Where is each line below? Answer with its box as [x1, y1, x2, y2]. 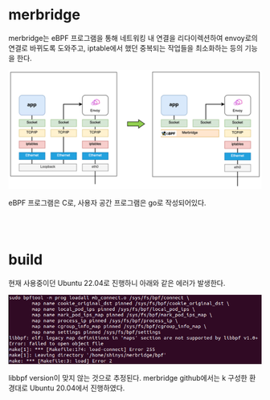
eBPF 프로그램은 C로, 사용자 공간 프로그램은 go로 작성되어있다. [8, 198, 207, 208]
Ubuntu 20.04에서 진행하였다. [29, 383, 125, 393]
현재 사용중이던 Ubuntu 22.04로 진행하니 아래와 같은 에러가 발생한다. [8, 279, 226, 288]
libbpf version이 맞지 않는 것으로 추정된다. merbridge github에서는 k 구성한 [8, 373, 247, 382]
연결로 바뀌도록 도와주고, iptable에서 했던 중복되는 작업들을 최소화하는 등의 [8, 43, 243, 53]
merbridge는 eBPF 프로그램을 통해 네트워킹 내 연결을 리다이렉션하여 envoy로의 [8, 33, 259, 43]
